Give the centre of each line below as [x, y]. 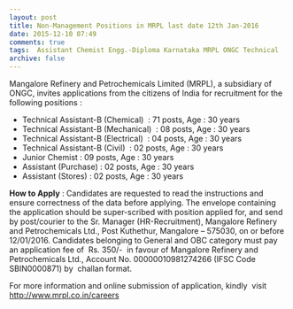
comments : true [37, 42]
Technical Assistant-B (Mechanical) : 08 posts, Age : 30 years [136, 129]
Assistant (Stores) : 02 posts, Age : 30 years [103, 176]
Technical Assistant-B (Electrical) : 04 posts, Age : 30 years [131, 139]
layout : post [33, 17]
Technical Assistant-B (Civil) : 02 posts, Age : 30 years [123, 148]
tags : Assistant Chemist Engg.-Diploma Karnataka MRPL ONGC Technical [144, 50]
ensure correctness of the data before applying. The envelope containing [143, 203]
